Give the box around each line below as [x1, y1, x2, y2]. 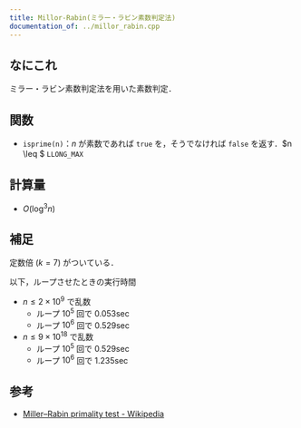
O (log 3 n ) [22, 201, 56, 214]
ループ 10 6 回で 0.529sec [35, 318, 130, 331]
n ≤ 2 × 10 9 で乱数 [22, 295, 92, 307]
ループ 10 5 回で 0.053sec [35, 306, 130, 318]
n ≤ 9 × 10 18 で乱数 [22, 330, 94, 343]
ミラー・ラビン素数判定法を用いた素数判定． [9, 83, 177, 94]
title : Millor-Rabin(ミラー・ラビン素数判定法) [9, 13, 177, 23]
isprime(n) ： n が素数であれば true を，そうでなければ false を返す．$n [22, 138, 293, 150]
